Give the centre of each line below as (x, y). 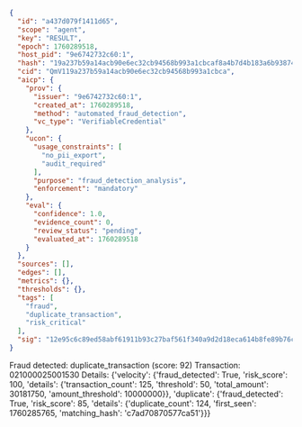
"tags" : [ (36, 297)
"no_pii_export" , (74, 155)
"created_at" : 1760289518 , (84, 105)
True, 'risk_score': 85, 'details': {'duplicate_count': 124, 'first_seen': (133, 403)
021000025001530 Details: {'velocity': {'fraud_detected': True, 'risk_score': (149, 375)
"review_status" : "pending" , (88, 231)
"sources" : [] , (46, 264)
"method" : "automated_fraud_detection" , (110, 114)
